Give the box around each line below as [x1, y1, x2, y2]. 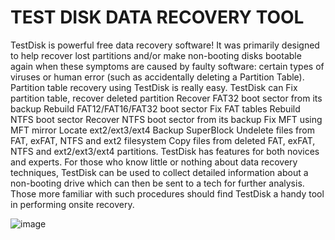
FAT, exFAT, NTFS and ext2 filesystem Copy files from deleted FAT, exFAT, [10, 134, 316, 146]
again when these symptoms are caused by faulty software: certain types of [10, 60, 325, 72]
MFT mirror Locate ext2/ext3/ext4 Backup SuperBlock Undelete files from [10, 124, 315, 136]
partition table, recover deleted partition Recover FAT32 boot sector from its [10, 92, 323, 104]
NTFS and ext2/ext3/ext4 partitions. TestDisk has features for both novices [10, 145, 320, 157]
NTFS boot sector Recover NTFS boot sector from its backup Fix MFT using [10, 113, 323, 125]
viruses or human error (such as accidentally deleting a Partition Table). [10, 71, 305, 83]
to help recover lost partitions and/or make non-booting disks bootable [10, 49, 302, 61]
